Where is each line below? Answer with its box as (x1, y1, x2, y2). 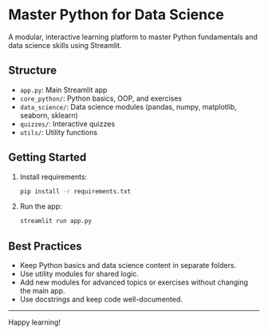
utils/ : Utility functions (19, 127, 98, 137)
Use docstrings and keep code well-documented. (19, 294, 183, 305)
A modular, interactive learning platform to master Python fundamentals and (8, 32, 258, 42)
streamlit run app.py (19, 217, 92, 225)
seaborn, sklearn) (19, 110, 78, 120)
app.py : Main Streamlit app (19, 85, 108, 94)
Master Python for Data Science (8, 6, 225, 24)
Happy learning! (8, 317, 61, 327)
